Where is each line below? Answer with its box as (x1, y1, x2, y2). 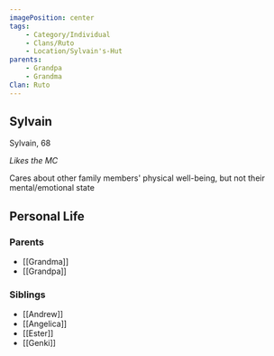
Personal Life (9, 209, 86, 224)
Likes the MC (9, 155, 59, 166)
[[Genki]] (22, 338, 57, 349)
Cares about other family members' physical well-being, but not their (9, 173, 266, 183)
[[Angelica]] (22, 318, 68, 330)
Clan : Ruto (9, 80, 50, 89)
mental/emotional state (9, 183, 95, 193)
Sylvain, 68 (9, 137, 51, 149)
